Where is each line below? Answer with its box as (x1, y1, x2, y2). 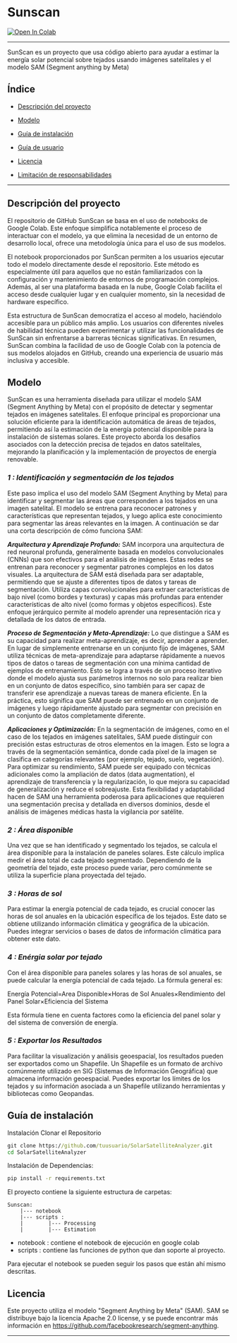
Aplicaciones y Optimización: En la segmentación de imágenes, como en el (7, 725, 229, 733)
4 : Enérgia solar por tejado (7, 952, 103, 962)
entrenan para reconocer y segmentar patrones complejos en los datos (7, 562, 214, 571)
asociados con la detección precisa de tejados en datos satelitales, (7, 440, 202, 449)
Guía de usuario (17, 143, 64, 152)
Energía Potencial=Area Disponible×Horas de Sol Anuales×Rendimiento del (7, 989, 226, 998)
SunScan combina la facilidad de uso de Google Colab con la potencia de (7, 341, 221, 349)
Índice (7, 83, 35, 95)
